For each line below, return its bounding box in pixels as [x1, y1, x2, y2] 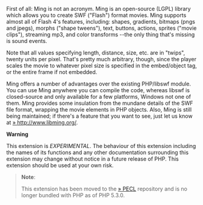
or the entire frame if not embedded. [6, 69, 98, 75]
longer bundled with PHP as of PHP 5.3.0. [21, 192, 125, 199]
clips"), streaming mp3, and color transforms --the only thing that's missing [6, 31, 195, 38]
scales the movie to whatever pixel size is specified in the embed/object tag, [6, 62, 197, 69]
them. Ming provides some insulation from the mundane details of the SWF [6, 99, 193, 107]
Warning [6, 130, 28, 138]
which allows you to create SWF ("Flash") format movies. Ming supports [6, 12, 187, 19]
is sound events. [6, 38, 47, 44]
